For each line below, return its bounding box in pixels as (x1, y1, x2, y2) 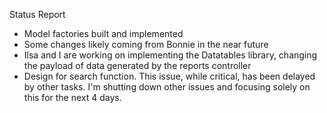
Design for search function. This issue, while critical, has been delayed (23, 70, 316, 82)
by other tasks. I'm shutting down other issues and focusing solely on (23, 81, 311, 93)
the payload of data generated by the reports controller (23, 60, 252, 71)
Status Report (9, 9, 66, 20)
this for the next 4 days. (23, 92, 122, 103)
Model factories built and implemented (23, 28, 184, 39)
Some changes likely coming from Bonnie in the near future (23, 39, 269, 50)
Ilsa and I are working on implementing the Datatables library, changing (23, 49, 318, 61)
